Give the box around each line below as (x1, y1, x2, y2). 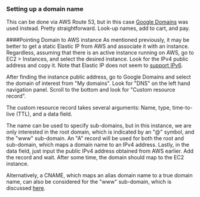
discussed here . (6, 184, 46, 192)
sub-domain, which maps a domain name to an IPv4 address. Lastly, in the (6, 141, 190, 148)
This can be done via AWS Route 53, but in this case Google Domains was (6, 19, 189, 26)
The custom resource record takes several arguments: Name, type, (6, 104, 171, 111)
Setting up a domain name (6, 5, 84, 13)
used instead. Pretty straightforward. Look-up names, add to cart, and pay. (6, 25, 190, 32)
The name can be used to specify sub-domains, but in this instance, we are (6, 122, 192, 129)
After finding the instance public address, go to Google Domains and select (6, 74, 191, 81)
